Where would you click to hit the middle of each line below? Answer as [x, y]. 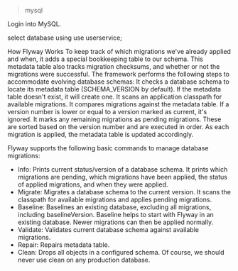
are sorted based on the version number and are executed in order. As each [118, 127]
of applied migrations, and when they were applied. [93, 184]
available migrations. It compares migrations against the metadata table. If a [118, 104]
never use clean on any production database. [84, 260]
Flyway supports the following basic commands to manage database [108, 148]
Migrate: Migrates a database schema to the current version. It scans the [124, 192]
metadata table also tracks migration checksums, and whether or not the [114, 66]
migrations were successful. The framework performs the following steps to [118, 74]
